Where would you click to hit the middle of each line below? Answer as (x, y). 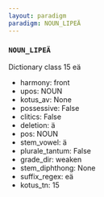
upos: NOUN (41, 91)
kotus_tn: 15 (40, 185)
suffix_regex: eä (47, 176)
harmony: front (45, 82)
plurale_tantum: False (55, 150)
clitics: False (41, 117)
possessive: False (50, 108)
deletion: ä (37, 125)
